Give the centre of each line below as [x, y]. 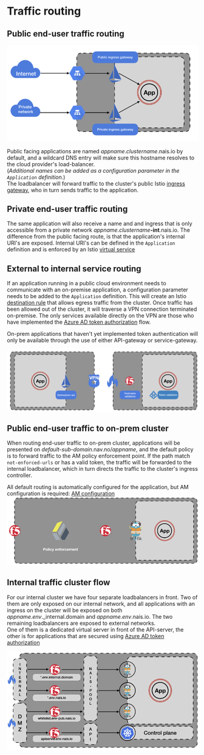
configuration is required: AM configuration [61, 493]
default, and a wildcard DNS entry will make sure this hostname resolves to [101, 158]
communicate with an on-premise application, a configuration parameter [98, 290]
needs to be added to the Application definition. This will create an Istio [97, 296]
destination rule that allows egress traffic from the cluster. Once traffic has [100, 303]
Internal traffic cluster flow [59, 583]
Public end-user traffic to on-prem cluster [88, 428]
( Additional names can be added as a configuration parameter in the [93, 170]
